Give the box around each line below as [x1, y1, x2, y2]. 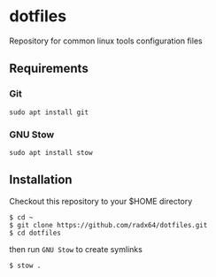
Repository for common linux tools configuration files [9, 35, 203, 46]
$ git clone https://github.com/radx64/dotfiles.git [9, 220, 208, 229]
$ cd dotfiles [9, 228, 62, 237]
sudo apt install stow [9, 148, 93, 157]
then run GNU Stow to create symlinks [9, 243, 143, 254]
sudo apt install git [9, 108, 89, 117]
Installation [9, 173, 73, 188]
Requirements [9, 61, 89, 76]
